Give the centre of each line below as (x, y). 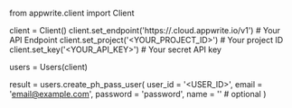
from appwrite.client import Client (72, 13)
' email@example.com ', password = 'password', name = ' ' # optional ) (138, 94)
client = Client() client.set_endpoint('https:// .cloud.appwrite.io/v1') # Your (145, 30)
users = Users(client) (49, 67)
